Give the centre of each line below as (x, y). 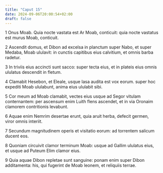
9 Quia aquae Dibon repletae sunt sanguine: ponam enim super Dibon (75, 160)
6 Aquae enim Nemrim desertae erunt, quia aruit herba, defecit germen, (77, 116)
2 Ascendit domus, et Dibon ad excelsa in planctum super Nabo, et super (78, 47)
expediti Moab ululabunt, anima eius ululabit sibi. (54, 87)
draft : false (18, 19)
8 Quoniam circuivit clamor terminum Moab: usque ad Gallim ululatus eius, (80, 146)
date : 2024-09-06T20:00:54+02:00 (39, 14)
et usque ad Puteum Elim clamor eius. (43, 151)
